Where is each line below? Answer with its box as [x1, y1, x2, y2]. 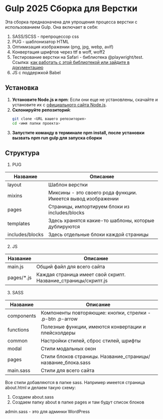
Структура [5, 149, 40, 157]
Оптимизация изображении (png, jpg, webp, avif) [12, 44, 114, 50]
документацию [12, 64, 44, 70]
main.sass [7, 367, 31, 374]
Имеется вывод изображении [48, 195, 119, 202]
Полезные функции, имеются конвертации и [40, 323, 146, 330]
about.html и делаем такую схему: [5, 385, 76, 391]
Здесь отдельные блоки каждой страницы [48, 231, 149, 238]
